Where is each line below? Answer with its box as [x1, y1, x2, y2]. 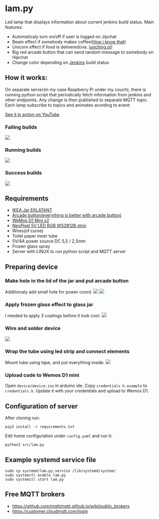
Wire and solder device [5, 325, 61, 332]
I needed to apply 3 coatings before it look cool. [5, 313, 101, 319]
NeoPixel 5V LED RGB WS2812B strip [12, 222, 86, 229]
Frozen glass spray [12, 243, 50, 249]
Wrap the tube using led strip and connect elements [5, 348, 130, 354]
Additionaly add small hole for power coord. [5, 289, 93, 295]
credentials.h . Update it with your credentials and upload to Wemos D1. [5, 388, 149, 394]
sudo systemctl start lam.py [5, 477, 64, 482]
